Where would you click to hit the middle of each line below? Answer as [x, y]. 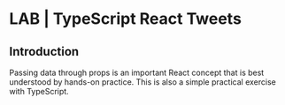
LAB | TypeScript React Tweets [125, 19]
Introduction [44, 52]
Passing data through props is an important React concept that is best [137, 72]
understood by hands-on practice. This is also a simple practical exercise [142, 82]
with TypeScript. [39, 91]
